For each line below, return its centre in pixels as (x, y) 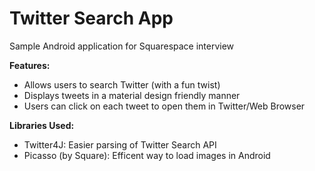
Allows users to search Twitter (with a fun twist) (122, 84)
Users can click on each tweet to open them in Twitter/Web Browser (164, 106)
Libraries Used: (42, 125)
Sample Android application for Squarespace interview (122, 46)
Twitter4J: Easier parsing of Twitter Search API (120, 144)
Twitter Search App (91, 18)
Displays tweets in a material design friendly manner (132, 95)
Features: (30, 65)
